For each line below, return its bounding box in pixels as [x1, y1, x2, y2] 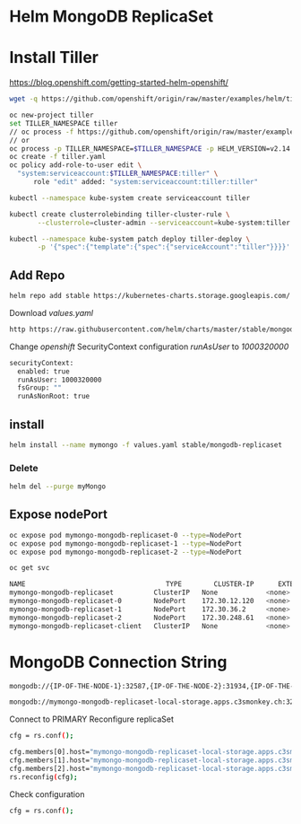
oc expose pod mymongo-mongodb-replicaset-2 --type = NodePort [9, 548, 243, 557]
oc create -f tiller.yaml [9, 153, 106, 162]
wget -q [9, 94, 39, 104]
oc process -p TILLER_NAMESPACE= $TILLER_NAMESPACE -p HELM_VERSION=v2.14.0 [9, 144, 298, 153]
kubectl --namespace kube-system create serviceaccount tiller [9, 193, 251, 203]
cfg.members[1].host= [9, 756, 90, 765]
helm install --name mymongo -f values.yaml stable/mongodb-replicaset [9, 441, 282, 450]
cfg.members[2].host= [9, 764, 90, 773]
